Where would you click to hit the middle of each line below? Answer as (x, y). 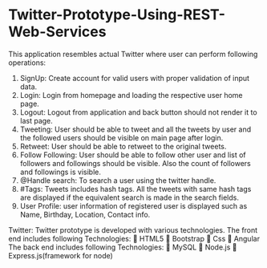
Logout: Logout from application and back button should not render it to (139, 112)
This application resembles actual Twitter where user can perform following (133, 54)
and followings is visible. (61, 172)
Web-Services (57, 32)
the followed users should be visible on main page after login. (121, 137)
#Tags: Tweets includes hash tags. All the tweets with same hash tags (136, 189)
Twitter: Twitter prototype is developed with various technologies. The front (133, 229)
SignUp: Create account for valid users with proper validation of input (135, 78)
